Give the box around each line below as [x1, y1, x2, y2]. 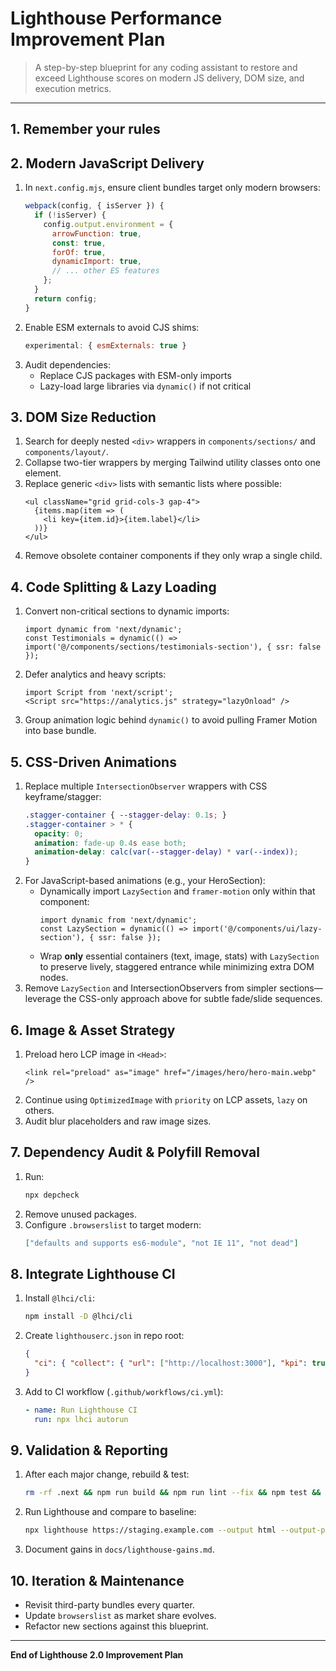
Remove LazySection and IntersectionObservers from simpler [24, 982, 278, 994]
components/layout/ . [24, 446, 109, 458]
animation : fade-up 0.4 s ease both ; [34, 838, 187, 848]
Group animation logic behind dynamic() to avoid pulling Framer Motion [24, 714, 318, 726]
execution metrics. [34, 82, 112, 94]
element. [24, 467, 62, 479]
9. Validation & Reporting [10, 1442, 169, 1459]
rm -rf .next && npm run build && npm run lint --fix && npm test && [24, 1488, 322, 1498]
